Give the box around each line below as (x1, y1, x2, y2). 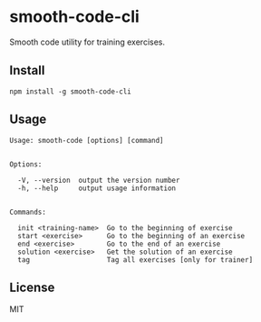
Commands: (9, 207, 47, 216)
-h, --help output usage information (17, 184, 177, 193)
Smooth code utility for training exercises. (9, 36, 166, 47)
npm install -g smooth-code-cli (9, 86, 131, 96)
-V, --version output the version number (17, 176, 180, 185)
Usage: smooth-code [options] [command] (9, 136, 165, 145)
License (9, 279, 55, 295)
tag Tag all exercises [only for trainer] (17, 255, 254, 265)
